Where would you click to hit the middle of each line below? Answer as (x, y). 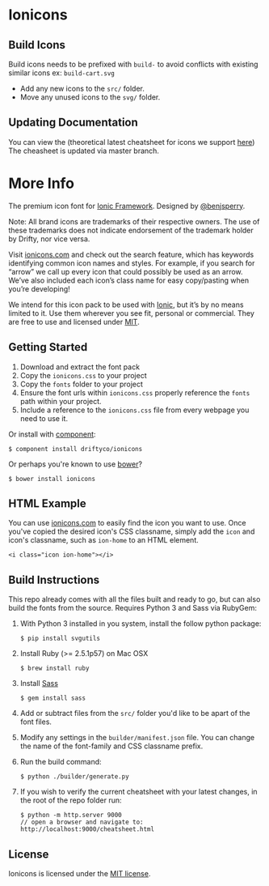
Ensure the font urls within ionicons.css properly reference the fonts (135, 392)
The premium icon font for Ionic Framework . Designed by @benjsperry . (127, 206)
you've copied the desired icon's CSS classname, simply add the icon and (132, 531)
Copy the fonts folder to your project (82, 384)
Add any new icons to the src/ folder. (82, 88)
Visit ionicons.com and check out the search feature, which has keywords (131, 254)
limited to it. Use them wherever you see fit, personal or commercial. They (131, 313)
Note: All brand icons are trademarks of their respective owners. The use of (134, 221)
